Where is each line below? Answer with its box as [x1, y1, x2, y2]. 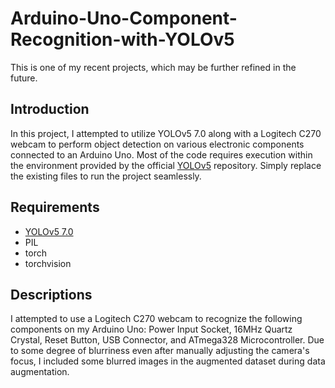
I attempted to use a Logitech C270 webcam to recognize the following [10, 313, 303, 325]
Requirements [10, 199, 100, 216]
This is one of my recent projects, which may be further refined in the [10, 61, 297, 73]
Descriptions [10, 286, 93, 303]
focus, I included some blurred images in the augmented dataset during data [10, 355, 326, 367]
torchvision [24, 257, 72, 269]
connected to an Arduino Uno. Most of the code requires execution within [10, 148, 313, 161]
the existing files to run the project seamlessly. [10, 170, 202, 182]
